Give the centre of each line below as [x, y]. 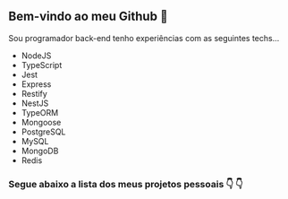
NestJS [35, 103]
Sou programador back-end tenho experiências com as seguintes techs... [144, 38]
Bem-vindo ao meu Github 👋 [88, 17]
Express [36, 84]
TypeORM [40, 112]
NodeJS [36, 56]
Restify [34, 93]
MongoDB [40, 151]
